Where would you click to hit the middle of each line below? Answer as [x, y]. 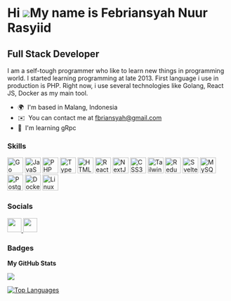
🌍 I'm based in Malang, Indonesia [67, 107]
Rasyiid [29, 28]
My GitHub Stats [32, 263]
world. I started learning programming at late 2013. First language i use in [113, 78]
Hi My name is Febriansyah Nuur [108, 13]
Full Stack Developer [53, 54]
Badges [20, 248]
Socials [20, 207]
